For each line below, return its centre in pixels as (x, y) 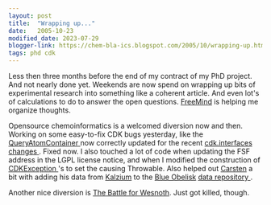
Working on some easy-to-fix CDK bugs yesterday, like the (106, 134)
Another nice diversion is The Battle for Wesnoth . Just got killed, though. (129, 193)
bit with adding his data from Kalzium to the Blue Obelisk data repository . (131, 177)
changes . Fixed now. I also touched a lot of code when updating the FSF (129, 151)
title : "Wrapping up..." (52, 23)
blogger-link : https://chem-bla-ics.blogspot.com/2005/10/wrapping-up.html (138, 46)
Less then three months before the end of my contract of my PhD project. (130, 76)
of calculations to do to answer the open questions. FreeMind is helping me (133, 102)
